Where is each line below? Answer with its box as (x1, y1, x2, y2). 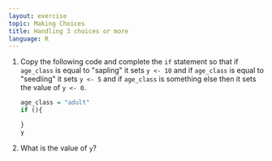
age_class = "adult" (19, 98, 90, 107)
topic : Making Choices (8, 20, 85, 28)
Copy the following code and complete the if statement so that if (19, 57, 239, 67)
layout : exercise (8, 11, 67, 20)
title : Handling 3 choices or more (8, 27, 129, 35)
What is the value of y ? (19, 143, 97, 153)
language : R (8, 34, 49, 43)
